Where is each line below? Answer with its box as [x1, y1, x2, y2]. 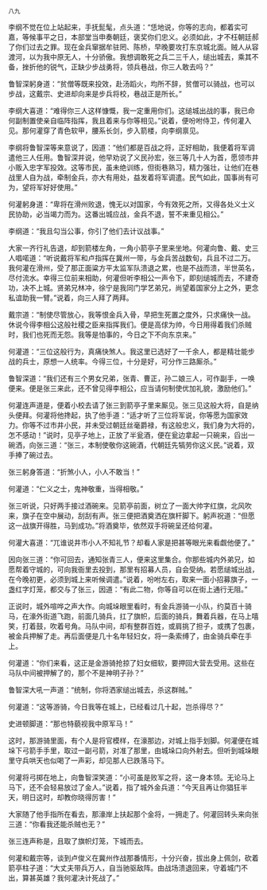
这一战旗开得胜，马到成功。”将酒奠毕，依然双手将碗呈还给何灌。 [8, 521, 217, 530]
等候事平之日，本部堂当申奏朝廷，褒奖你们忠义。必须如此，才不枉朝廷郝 [21, 33, 259, 41]
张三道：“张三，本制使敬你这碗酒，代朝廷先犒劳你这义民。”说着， [35, 440, 248, 450]
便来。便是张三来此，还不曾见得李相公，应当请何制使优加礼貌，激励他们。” [8, 384, 252, 392]
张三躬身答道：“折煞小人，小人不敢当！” [8, 467, 141, 476]
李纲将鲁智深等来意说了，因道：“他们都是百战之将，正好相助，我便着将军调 [8, 142, 256, 152]
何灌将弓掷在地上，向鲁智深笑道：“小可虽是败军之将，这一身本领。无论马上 [8, 773, 256, 782]
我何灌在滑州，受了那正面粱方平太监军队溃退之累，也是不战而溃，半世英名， [8, 263, 259, 272]
